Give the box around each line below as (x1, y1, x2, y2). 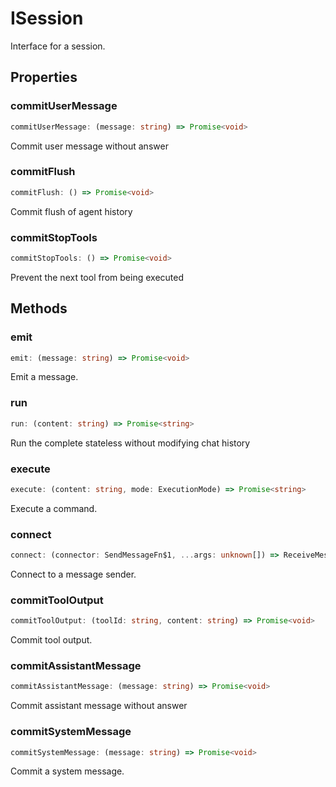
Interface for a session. (10, 40, 106, 52)
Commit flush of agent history (10, 205, 133, 217)
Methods (10, 300, 68, 317)
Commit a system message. (10, 765, 125, 777)
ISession (10, 7, 84, 30)
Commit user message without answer (10, 140, 169, 152)
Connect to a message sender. (10, 568, 137, 580)
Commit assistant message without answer (10, 700, 188, 712)
